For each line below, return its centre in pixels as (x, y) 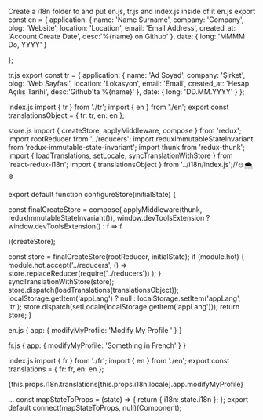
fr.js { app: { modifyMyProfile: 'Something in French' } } (97, 345)
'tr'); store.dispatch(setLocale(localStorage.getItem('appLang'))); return (124, 307)
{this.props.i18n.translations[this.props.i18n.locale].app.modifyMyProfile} (126, 384)
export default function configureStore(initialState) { (92, 194)
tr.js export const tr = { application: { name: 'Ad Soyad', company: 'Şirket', (127, 75)
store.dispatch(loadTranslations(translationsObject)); (93, 290)
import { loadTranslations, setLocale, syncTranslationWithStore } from (121, 155)
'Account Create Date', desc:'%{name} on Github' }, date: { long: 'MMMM (127, 36)
